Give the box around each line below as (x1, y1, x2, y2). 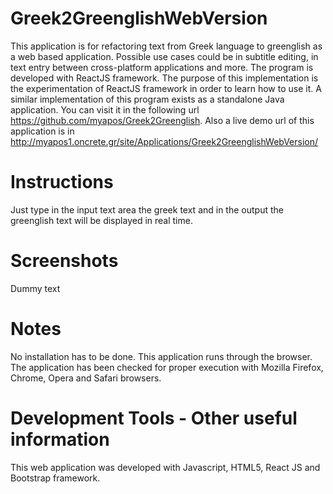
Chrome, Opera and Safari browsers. (10, 372, 162, 384)
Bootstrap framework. (10, 472, 101, 484)
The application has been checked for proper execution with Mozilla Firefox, (10, 361, 324, 373)
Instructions (10, 171, 114, 194)
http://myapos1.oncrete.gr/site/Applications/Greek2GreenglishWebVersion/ (10, 135, 319, 147)
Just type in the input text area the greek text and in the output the (10, 203, 284, 216)
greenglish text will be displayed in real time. (10, 214, 193, 226)
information (10, 428, 110, 451)
